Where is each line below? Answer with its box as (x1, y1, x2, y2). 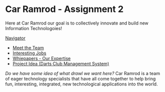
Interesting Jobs (12, 50, 47, 56)
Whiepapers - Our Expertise (12, 55, 71, 61)
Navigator (5, 35, 26, 41)
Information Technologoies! (5, 25, 62, 31)
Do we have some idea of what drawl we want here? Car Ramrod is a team (5, 70, 160, 76)
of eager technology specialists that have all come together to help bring (5, 75, 156, 81)
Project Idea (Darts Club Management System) (12, 60, 110, 66)
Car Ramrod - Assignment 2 (5, 3, 124, 15)
